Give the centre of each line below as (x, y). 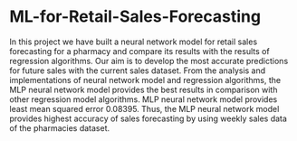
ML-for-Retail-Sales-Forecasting (135, 17)
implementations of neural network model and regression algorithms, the (145, 80)
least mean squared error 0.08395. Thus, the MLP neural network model (144, 108)
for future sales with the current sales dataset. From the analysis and (138, 70)
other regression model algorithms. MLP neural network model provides (144, 99)
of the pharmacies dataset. (60, 127)
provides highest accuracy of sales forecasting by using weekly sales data (148, 118)
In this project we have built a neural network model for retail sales (134, 42)
